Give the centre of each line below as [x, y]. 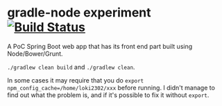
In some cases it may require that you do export [76, 80]
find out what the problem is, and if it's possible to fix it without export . [108, 95]
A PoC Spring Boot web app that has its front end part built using [100, 46]
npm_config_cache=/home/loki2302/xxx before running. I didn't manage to [111, 87]
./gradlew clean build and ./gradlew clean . [71, 67]
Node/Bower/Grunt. [35, 54]
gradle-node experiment [79, 13]
